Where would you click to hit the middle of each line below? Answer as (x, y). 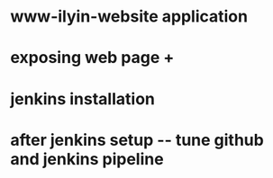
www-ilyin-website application (129, 17)
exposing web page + (92, 58)
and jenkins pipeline (87, 159)
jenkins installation (83, 98)
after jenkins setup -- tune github (137, 140)
